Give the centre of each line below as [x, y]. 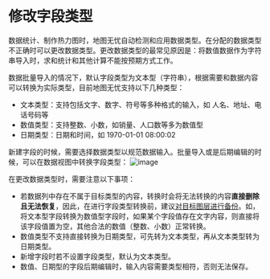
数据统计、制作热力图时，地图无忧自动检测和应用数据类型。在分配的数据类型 [135, 40]
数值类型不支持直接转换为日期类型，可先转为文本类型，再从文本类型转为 [139, 236]
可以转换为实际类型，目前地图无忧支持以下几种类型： [96, 87]
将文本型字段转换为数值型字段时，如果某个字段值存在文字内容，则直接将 [139, 216]
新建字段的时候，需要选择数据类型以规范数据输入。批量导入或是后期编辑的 [131, 152]
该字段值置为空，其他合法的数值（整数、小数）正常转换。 [115, 226]
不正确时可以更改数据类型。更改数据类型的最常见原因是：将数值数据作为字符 [135, 50]
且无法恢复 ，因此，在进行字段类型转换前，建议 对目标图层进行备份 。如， [139, 206]
